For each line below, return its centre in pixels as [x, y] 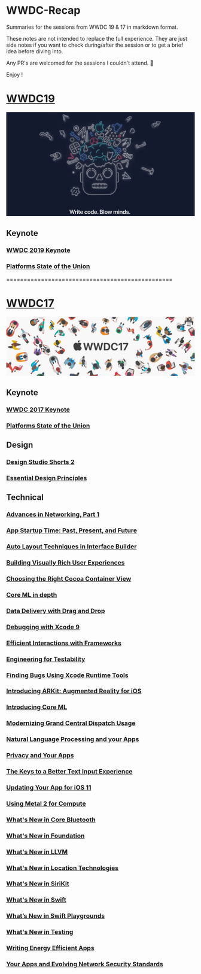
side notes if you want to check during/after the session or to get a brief [95, 45]
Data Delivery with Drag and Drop [56, 611]
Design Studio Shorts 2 [40, 462]
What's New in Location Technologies [63, 867]
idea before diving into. [35, 51]
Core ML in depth [32, 594]
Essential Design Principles [47, 478]
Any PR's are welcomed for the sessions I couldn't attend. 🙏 [80, 63]
